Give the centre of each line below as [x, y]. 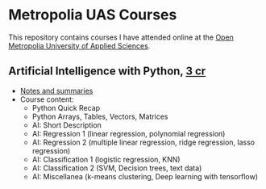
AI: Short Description [67, 125]
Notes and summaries [56, 90]
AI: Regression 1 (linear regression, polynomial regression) [129, 133]
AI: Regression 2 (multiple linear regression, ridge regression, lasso [143, 142]
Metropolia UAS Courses [93, 15]
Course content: [47, 99]
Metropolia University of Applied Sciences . [79, 45]
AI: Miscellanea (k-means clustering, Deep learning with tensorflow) [145, 176]
